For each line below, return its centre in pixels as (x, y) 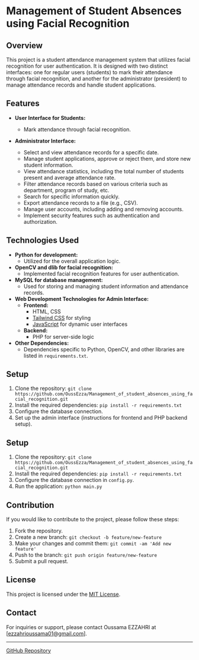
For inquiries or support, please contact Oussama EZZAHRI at (81, 627)
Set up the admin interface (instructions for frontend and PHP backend (101, 418)
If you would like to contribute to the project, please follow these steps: (93, 519)
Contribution (30, 505)
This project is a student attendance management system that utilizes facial (98, 60)
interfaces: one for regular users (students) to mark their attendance (89, 72)
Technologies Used (42, 241)
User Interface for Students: (50, 118)
